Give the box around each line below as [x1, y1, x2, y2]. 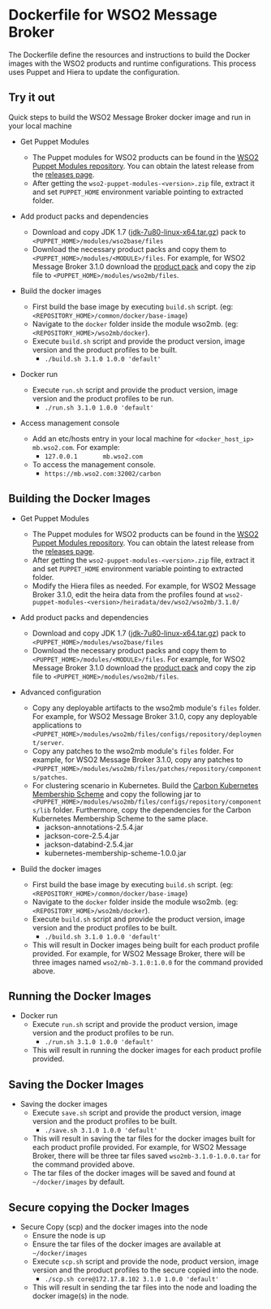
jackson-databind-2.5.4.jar [44, 839, 134, 849]
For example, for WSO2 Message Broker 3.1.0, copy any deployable [32, 711, 258, 721]
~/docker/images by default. [32, 1177, 126, 1187]
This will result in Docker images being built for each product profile [32, 940, 260, 950]
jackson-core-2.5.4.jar [44, 830, 119, 840]
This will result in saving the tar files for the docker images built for [32, 1133, 256, 1143]
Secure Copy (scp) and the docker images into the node [19, 1222, 209, 1232]
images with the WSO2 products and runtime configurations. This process [8, 59, 256, 68]
